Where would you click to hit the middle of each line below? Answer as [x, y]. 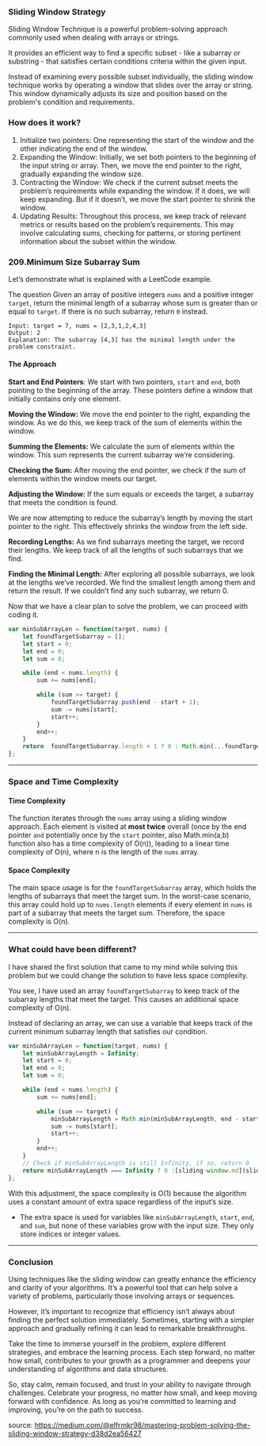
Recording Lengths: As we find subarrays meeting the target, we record [126, 542]
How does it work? [45, 123]
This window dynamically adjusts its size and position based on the [118, 94]
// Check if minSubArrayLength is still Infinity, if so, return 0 [136, 1163]
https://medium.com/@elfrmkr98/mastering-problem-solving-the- [142, 1425]
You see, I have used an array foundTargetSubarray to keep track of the [124, 990]
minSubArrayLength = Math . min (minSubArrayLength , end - [144, 1119]
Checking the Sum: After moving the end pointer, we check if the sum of [127, 470]
